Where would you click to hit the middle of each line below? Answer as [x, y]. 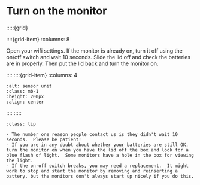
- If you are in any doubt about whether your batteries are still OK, [97, 145]
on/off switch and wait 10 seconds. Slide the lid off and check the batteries [98, 57]
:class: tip [21, 124]
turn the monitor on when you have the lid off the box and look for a [97, 150]
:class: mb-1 [22, 91]
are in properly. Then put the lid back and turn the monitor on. [82, 63]
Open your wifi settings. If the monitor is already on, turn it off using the [94, 51]
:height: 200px [25, 96]
